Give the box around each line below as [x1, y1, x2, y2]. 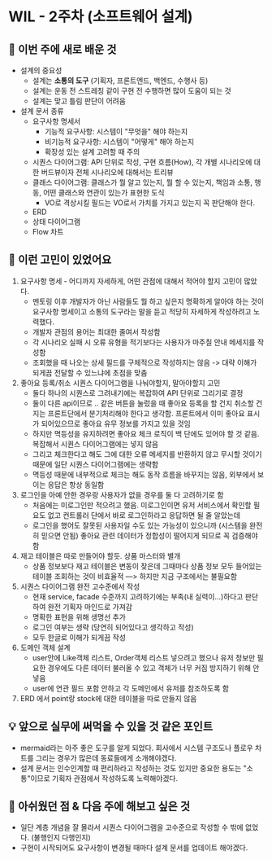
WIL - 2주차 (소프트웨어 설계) [8, 7, 193, 26]
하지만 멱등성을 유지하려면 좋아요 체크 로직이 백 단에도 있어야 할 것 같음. [32, 428, 260, 438]
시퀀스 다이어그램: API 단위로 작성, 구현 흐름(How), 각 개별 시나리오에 [32, 157, 253, 167]
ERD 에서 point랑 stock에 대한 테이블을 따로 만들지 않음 [19, 693, 197, 703]
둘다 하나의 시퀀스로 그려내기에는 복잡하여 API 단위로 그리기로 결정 [32, 388, 244, 397]
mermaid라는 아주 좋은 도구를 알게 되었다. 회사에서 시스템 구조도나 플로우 [19, 743, 253, 752]
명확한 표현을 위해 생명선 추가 [32, 612, 126, 621]
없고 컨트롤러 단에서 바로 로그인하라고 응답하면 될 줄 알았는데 [47, 510, 241, 520]
